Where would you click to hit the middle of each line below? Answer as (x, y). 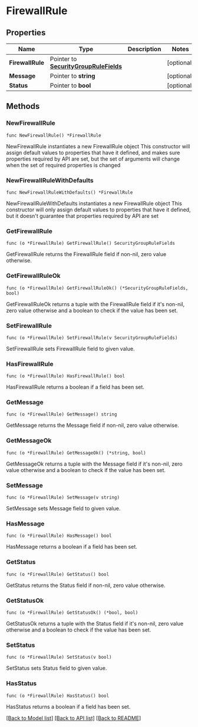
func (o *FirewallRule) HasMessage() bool (59, 536)
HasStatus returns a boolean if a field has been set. (68, 706)
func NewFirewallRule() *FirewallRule (54, 135)
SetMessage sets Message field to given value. (63, 509)
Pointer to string (72, 76)
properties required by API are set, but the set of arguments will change (93, 159)
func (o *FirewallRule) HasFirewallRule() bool (66, 376)
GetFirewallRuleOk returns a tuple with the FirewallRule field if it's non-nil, (95, 304)
